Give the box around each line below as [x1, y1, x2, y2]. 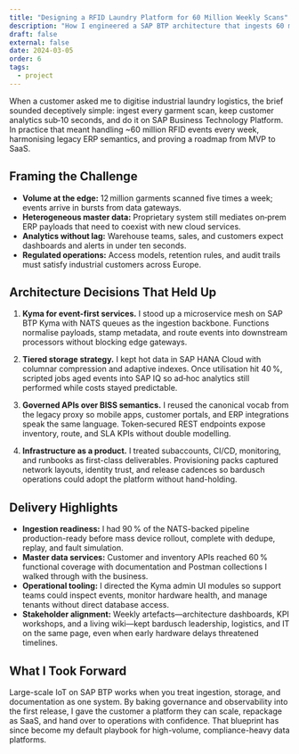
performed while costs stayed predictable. [21, 383, 178, 394]
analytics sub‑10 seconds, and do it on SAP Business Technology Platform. [9, 114, 284, 125]
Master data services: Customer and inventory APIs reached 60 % [21, 552, 269, 563]
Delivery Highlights [9, 500, 118, 515]
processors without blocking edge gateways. [21, 336, 188, 348]
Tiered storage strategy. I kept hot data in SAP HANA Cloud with [21, 354, 262, 365]
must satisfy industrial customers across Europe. [21, 259, 202, 269]
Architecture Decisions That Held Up [9, 285, 216, 300]
